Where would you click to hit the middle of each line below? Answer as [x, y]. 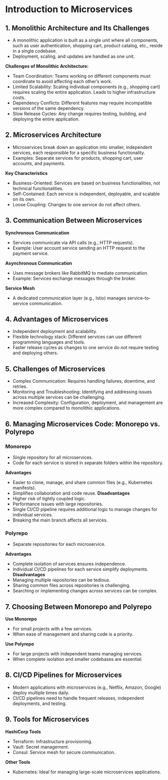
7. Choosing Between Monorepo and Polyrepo [79, 607]
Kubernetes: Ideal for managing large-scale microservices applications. [87, 772]
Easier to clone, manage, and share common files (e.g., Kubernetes [82, 482]
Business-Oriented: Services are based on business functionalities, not [86, 183]
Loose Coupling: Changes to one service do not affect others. [77, 204]
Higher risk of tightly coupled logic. [49, 498]
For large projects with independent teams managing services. [77, 654]
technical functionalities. [38, 188]
